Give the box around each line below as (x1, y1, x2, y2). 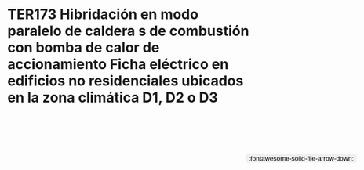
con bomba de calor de (7, 39, 160, 56)
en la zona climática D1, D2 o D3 (7, 89, 219, 107)
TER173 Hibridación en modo (7, 5, 199, 24)
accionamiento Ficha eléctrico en (7, 56, 229, 74)
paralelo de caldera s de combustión (7, 22, 249, 40)
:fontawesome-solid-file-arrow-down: (248, 154, 354, 162)
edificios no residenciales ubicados (7, 72, 244, 90)
